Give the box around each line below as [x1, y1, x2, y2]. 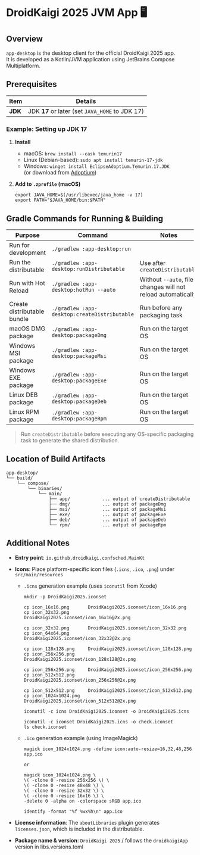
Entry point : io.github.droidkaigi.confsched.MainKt [14, 554, 145, 561]
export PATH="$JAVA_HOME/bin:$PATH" [14, 197, 106, 204]
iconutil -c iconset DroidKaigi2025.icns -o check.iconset [23, 719, 174, 725]
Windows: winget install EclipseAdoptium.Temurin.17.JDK [23, 163, 170, 170]
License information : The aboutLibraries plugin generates [14, 819, 160, 826]
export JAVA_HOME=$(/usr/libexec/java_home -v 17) [14, 192, 143, 198]
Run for [9, 241, 30, 249]
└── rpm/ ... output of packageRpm [48, 522, 167, 528]
